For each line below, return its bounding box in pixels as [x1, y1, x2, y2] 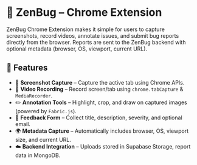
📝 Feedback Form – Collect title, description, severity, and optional [15, 114, 182, 121]
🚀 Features [6, 63, 48, 73]
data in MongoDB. [15, 152, 61, 159]
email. [15, 120, 30, 127]
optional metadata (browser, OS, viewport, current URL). [6, 45, 148, 52]
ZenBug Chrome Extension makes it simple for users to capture [6, 26, 165, 33]
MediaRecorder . [15, 91, 53, 99]
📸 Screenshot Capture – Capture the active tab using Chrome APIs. [15, 79, 185, 86]
